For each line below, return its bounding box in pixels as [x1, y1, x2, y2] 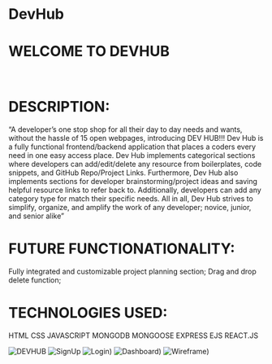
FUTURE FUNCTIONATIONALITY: [8, 239, 235, 258]
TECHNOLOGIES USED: [8, 304, 168, 322]
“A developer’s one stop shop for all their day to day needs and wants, [8, 125, 243, 134]
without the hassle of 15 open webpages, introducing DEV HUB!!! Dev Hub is [8, 134, 264, 143]
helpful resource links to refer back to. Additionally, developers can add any [8, 185, 261, 195]
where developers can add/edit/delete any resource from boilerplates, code [8, 160, 262, 169]
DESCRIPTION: [8, 98, 110, 116]
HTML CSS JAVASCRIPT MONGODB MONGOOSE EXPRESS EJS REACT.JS [8, 331, 259, 340]
